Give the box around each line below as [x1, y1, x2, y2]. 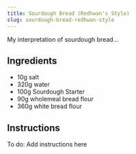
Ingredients [7, 55, 57, 66]
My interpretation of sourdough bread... [7, 35, 119, 43]
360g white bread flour [16, 102, 82, 110]
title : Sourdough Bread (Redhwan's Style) [7, 10, 130, 17]
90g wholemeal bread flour [16, 95, 94, 103]
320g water [16, 80, 50, 89]
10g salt [16, 73, 40, 81]
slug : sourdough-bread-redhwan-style [7, 16, 115, 23]
